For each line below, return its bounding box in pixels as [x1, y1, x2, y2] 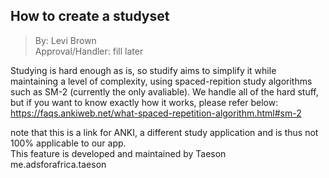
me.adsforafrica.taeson [10, 158, 107, 170]
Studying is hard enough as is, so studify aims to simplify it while [10, 64, 277, 76]
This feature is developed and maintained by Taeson [10, 147, 227, 159]
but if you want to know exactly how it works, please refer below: [10, 96, 279, 108]
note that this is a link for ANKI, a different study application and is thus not [10, 126, 319, 138]
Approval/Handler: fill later [34, 45, 144, 57]
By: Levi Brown [34, 34, 97, 46]
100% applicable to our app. [10, 137, 127, 149]
